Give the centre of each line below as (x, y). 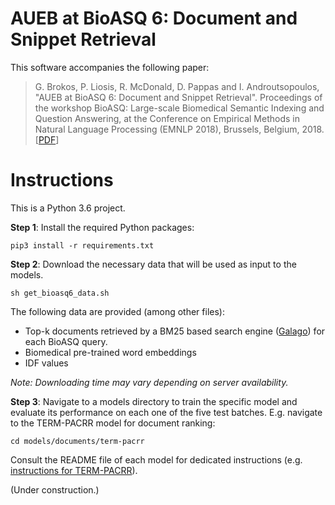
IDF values (46, 363)
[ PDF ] (47, 139)
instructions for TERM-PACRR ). (74, 470)
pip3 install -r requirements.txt (82, 245)
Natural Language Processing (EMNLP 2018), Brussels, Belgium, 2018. (179, 129)
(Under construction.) (55, 489)
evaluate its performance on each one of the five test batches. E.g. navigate (166, 412)
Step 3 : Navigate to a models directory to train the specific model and (154, 401)
